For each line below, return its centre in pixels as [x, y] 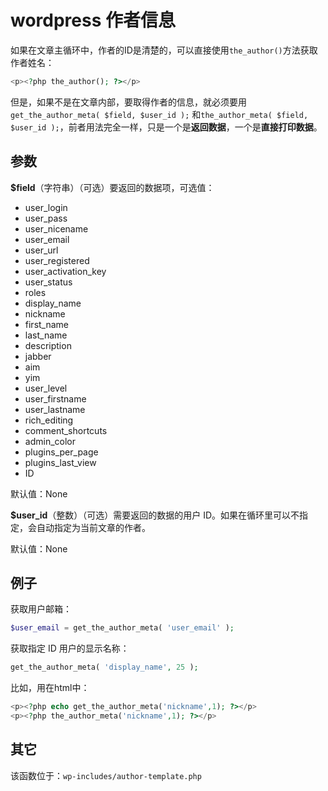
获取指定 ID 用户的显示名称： [70, 648]
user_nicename [56, 228]
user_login [46, 207]
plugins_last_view [60, 462]
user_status [48, 282]
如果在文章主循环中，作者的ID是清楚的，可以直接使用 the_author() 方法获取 [164, 50]
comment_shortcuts [66, 430]
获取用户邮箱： [41, 609]
